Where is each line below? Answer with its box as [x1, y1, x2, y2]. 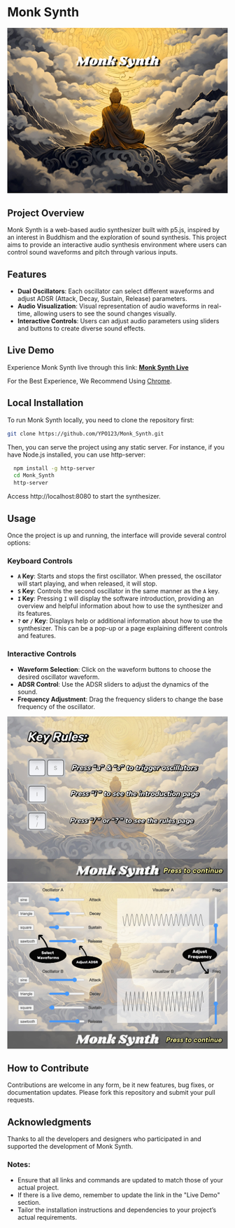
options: [7, 539, 31, 547]
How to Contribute [7, 1062, 90, 1074]
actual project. [17, 1183, 59, 1192]
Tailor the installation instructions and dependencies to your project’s [17, 1206, 217, 1214]
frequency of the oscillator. [17, 702, 96, 710]
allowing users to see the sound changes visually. [34, 309, 177, 318]
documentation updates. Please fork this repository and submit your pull [7, 1088, 215, 1097]
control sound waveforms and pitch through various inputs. [7, 248, 178, 257]
